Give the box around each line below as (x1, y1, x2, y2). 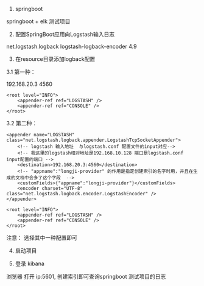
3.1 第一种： (6, 68, 36, 75)
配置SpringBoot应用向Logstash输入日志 (15, 30, 114, 38)
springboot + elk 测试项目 (6, 18, 71, 25)
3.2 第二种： (6, 120, 38, 127)
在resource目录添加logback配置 (15, 55, 96, 63)
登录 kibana (15, 260, 44, 267)
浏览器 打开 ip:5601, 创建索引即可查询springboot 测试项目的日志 (6, 273, 166, 280)
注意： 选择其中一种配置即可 (6, 234, 77, 241)
